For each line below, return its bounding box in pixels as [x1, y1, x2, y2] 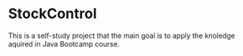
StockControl [8, 5, 97, 23]
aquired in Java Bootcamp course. [8, 39, 120, 48]
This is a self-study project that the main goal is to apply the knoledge [8, 31, 235, 40]
